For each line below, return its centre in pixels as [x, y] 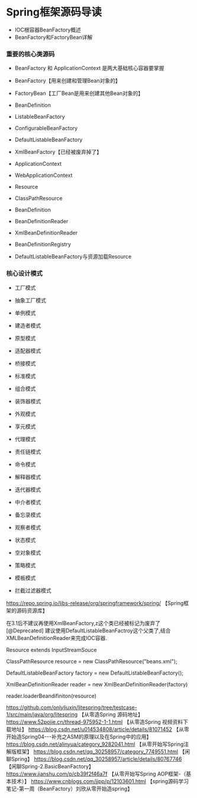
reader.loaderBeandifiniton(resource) [51, 696]
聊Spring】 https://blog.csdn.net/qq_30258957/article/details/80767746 [94, 759]
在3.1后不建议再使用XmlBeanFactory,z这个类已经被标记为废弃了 [83, 623]
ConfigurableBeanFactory [46, 128]
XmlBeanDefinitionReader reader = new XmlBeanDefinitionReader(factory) [97, 684]
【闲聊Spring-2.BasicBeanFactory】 [50, 766]
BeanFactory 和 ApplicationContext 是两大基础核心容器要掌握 [89, 68]
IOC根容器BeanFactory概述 [48, 30]
